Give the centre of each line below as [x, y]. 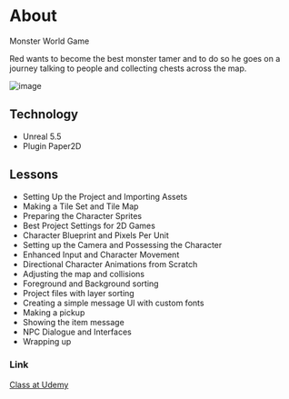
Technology [44, 115]
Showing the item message [73, 322]
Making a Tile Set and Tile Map [80, 206]
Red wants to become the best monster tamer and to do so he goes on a [145, 58]
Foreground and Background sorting [90, 284]
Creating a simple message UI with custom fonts [113, 303]
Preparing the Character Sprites [82, 215]
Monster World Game [50, 41]
